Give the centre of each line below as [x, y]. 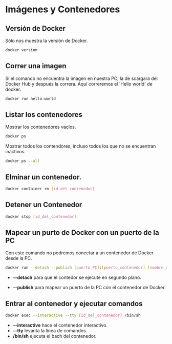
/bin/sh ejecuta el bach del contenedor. [55, 336]
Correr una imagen [36, 66]
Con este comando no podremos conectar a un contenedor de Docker [79, 253]
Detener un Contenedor [44, 205]
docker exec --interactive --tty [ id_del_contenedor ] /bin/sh [73, 315]
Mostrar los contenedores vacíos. [41, 127]
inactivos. [15, 152]
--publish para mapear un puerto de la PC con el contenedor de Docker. [89, 288]
